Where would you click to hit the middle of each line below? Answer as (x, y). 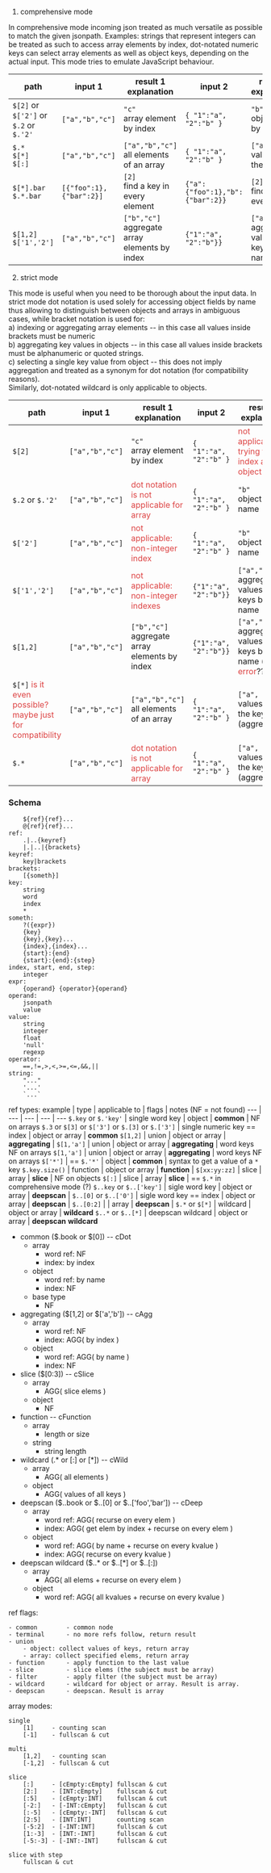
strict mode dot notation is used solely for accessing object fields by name (132, 302)
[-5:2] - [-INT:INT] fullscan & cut (95, 1827)
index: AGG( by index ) (81, 1340)
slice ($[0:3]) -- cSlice (57, 1374)
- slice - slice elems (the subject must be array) (112, 1670)
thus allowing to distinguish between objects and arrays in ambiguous (124, 310)
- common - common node (61, 1628)
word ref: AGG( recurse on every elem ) (110, 1520)
